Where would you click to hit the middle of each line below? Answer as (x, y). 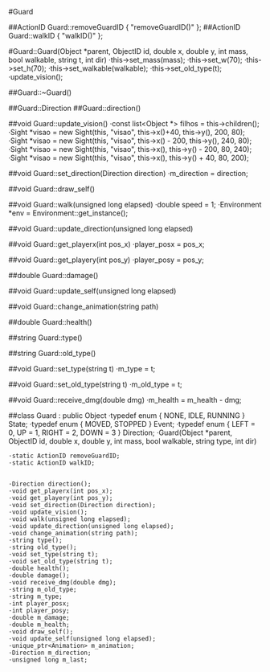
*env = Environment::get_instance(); (68, 213)
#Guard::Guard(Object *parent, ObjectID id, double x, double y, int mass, (129, 51)
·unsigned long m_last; (48, 660)
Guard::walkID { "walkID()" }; (56, 36)
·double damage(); (39, 576)
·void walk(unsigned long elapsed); (70, 519)
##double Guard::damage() (53, 275)
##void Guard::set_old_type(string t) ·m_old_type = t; (95, 384)
